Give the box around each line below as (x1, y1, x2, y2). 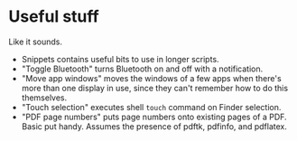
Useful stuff (8, 6, 100, 27)
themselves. (21, 92, 68, 103)
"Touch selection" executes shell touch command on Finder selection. (21, 101, 282, 112)
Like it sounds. (8, 36, 63, 47)
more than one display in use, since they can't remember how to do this (21, 82, 289, 93)
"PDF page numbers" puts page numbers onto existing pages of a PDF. (21, 111, 287, 122)
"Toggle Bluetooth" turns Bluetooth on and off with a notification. (21, 63, 264, 74)
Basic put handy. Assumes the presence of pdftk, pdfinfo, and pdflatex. (21, 120, 288, 132)
